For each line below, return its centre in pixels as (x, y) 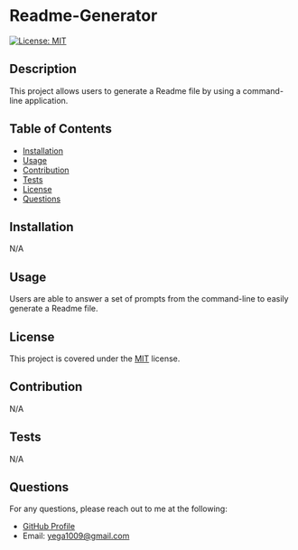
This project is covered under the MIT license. (95, 359)
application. (47, 100)
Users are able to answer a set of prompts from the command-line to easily (149, 299)
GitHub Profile (48, 527)
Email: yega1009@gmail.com (76, 536)
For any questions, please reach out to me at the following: (118, 509)
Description (43, 69)
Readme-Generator (84, 16)
